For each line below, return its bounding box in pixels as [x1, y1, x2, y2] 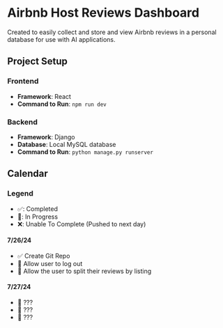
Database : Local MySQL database [17, 140, 116, 148]
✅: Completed [17, 204, 58, 213]
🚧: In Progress [17, 212, 58, 221]
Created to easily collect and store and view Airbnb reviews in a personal [7, 28, 217, 36]
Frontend [7, 77, 39, 86]
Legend [7, 189, 33, 198]
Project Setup [7, 56, 68, 68]
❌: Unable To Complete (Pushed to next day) [17, 219, 146, 228]
